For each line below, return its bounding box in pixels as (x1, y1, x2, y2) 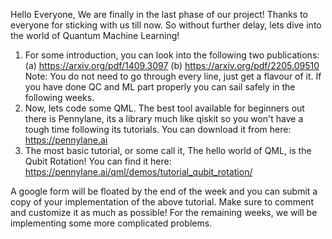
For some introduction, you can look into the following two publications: (24, 49, 320, 61)
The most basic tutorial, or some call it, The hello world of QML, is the (24, 145, 312, 156)
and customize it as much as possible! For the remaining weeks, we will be (10, 207, 318, 218)
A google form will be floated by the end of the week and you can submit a (10, 185, 318, 197)
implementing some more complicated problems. (10, 217, 213, 229)
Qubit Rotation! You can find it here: (24, 155, 172, 167)
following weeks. (24, 92, 95, 103)
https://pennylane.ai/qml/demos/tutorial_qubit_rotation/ (24, 166, 253, 178)
